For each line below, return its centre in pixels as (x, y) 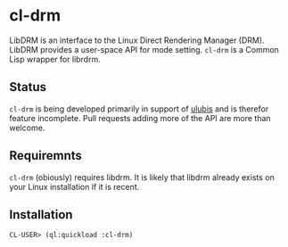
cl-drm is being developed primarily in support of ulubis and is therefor (139, 109)
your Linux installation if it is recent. (74, 186)
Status (28, 87)
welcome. (27, 128)
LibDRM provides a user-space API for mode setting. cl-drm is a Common (144, 49)
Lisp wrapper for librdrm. (55, 59)
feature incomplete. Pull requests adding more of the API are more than (140, 118)
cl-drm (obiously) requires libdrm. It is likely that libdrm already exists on (142, 177)
